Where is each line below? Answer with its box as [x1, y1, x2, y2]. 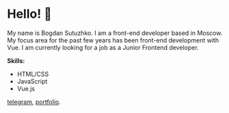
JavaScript [16, 77, 48, 85]
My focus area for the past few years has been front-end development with [7, 36, 219, 44]
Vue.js [16, 84, 36, 92]
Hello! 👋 [7, 6, 53, 22]
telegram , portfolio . [7, 97, 62, 105]
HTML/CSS [16, 70, 49, 78]
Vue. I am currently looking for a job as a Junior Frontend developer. [7, 43, 200, 51]
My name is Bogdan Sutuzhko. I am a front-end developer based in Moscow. [7, 29, 223, 37]
